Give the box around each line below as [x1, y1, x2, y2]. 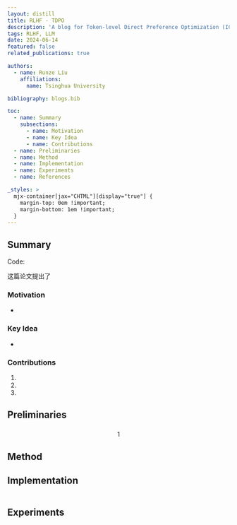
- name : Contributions [25, 141, 93, 148]
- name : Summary [13, 114, 61, 122]
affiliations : [20, 76, 61, 83]
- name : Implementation [13, 160, 83, 167]
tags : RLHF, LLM [7, 30, 55, 37]
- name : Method [13, 153, 59, 161]
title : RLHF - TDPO [7, 17, 65, 24]
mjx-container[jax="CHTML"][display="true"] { [13, 192, 153, 200]
